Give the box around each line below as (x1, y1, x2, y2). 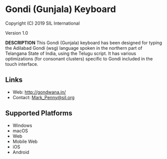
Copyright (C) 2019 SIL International (5, 20, 80, 26)
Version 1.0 (5, 30, 28, 36)
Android (12, 149, 29, 155)
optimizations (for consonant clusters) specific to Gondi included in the (5, 55, 153, 61)
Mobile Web (12, 138, 38, 144)
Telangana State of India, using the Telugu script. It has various (5, 50, 136, 56)
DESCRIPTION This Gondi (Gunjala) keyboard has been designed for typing (5, 39, 162, 46)
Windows (12, 122, 32, 128)
